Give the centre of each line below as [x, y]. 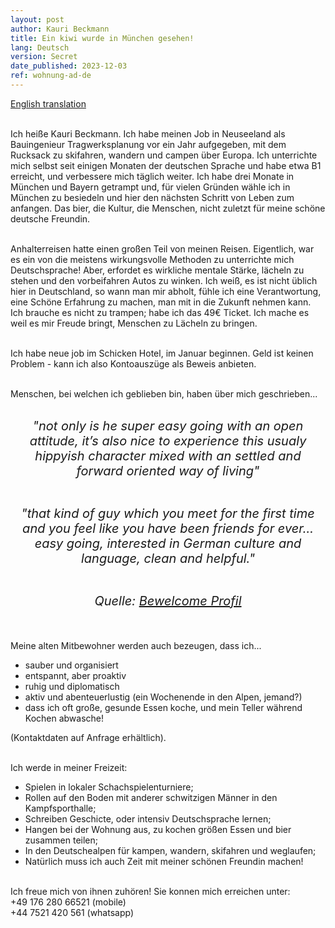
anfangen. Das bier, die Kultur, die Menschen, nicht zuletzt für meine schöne [168, 208]
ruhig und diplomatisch [72, 686]
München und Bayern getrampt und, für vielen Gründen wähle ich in [150, 187]
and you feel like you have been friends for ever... [168, 528]
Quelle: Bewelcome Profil [168, 600]
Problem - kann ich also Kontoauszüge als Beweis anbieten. [133, 363]
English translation [48, 103]
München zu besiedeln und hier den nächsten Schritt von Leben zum [152, 197]
